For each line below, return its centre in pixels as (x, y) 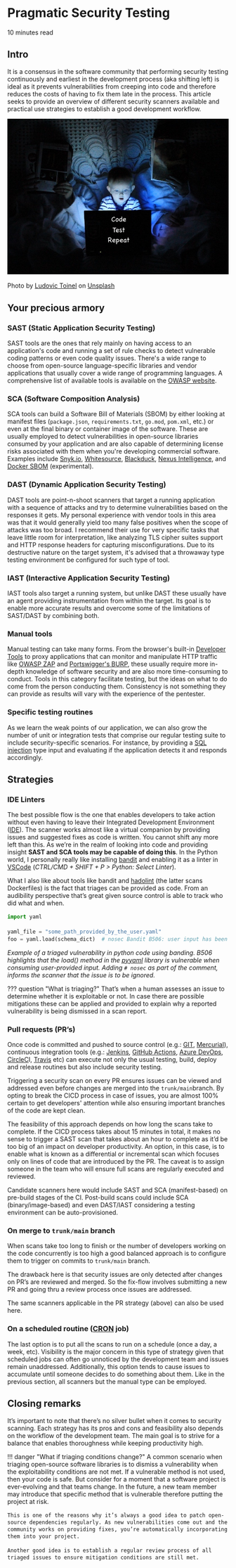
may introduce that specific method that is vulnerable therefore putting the (115, 1494)
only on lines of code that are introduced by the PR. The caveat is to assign (116, 1162)
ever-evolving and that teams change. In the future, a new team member (112, 1486)
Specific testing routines (50, 712)
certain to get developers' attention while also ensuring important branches (116, 1103)
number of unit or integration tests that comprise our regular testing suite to (117, 735)
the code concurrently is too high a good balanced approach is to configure (117, 1254)
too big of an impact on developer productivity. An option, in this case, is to (116, 1147)
